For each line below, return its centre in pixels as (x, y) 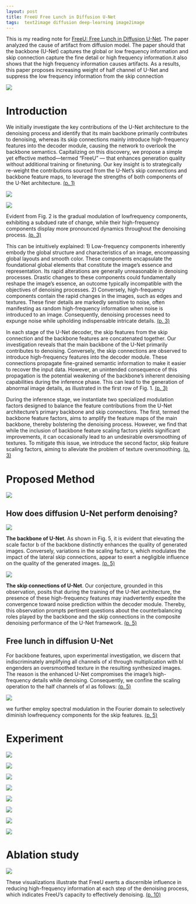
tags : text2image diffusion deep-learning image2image (75, 22)
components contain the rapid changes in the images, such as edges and (94, 296)
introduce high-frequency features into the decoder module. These (87, 357)
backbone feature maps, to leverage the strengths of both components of (94, 177)
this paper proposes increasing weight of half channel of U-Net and (87, 70)
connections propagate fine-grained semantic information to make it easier (96, 363)
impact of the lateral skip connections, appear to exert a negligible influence (97, 557)
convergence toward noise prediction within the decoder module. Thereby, (96, 604)
